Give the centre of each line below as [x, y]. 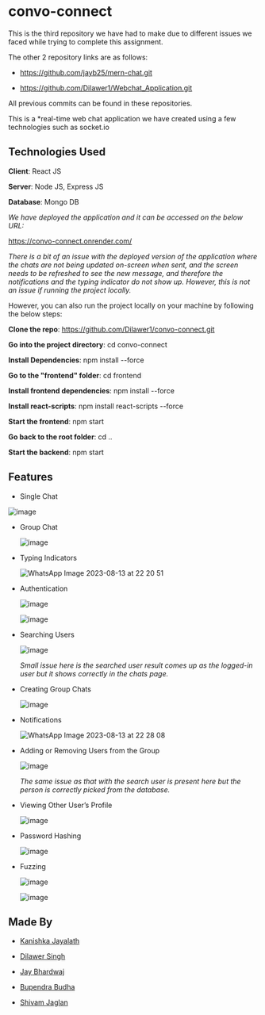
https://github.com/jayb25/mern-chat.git [86, 72]
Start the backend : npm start [56, 452]
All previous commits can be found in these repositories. [100, 103]
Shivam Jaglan [44, 1002]
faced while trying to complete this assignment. [86, 41]
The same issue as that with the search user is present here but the [130, 781]
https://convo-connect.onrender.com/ [70, 241]
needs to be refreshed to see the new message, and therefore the [116, 273]
